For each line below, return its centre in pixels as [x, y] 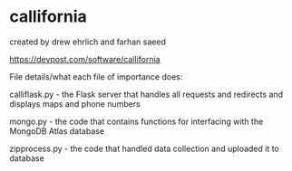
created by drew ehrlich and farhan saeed [88, 42]
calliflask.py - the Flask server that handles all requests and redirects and [146, 94]
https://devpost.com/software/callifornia [85, 59]
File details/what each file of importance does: [96, 76]
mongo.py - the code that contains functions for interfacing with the [136, 121]
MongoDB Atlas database [57, 131]
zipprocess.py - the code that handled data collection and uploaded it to [144, 148]
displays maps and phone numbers [75, 104]
